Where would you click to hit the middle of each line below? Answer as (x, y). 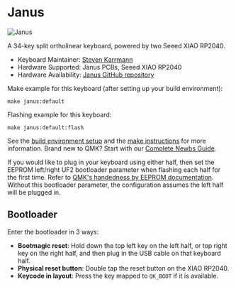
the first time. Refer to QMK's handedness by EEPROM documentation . (111, 177)
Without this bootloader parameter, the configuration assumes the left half (116, 185)
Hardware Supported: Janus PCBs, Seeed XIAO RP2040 (100, 67)
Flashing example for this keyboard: (60, 114)
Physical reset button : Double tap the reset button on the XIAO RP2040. (123, 268)
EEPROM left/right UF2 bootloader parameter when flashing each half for (114, 169)
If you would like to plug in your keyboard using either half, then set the (111, 162)
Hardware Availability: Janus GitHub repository (86, 75)
